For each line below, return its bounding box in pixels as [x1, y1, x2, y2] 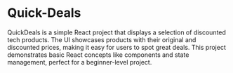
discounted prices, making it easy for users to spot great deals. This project [7, 43, 226, 51]
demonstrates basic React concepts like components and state [7, 51, 189, 59]
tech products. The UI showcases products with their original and [7, 35, 197, 44]
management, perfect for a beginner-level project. [7, 58, 152, 66]
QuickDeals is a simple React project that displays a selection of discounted [7, 28, 227, 36]
